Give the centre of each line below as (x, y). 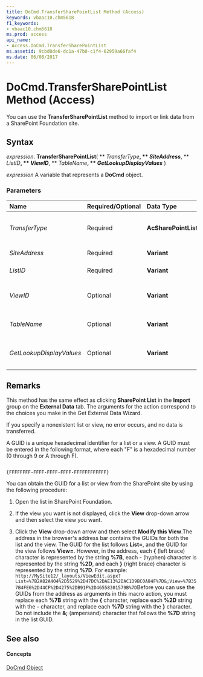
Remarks (24, 386)
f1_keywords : (23, 23)
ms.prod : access (27, 35)
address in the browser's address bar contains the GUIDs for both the (101, 538)
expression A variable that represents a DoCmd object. (75, 175)
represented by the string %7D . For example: (71, 570)
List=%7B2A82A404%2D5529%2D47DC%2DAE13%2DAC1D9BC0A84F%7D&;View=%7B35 (106, 582)
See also (23, 639)
